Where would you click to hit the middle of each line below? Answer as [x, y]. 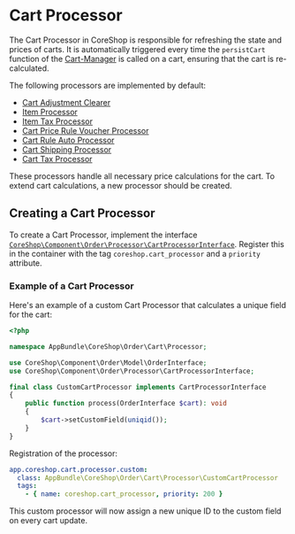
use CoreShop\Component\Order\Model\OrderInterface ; [108, 363]
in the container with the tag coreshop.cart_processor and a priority [135, 253]
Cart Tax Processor [57, 159]
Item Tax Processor [57, 121]
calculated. [30, 68]
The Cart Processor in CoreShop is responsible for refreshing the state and [146, 40]
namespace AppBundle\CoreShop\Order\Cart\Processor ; [108, 346]
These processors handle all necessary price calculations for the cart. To [142, 176]
